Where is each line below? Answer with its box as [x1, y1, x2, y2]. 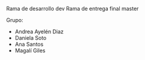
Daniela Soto [14, 34, 47, 41]
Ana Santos [14, 41, 44, 48]
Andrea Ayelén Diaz [14, 28, 64, 35]
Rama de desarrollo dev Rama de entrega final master [6, 5, 139, 12]
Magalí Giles [14, 47, 46, 54]
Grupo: [6, 17, 23, 23]
